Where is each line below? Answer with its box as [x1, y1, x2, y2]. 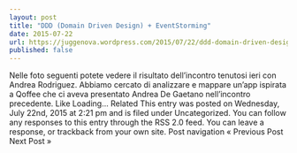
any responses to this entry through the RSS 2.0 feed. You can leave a [9, 117, 265, 128]
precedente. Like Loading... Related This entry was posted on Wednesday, [9, 98, 280, 109]
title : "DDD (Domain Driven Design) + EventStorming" [9, 21, 212, 30]
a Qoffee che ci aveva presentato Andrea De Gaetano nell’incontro [9, 89, 251, 100]
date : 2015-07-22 [9, 29, 73, 38]
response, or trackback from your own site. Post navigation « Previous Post [9, 126, 284, 137]
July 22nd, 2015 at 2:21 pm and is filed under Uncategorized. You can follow [9, 108, 287, 119]
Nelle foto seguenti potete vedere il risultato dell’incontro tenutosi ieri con [9, 70, 277, 80]
